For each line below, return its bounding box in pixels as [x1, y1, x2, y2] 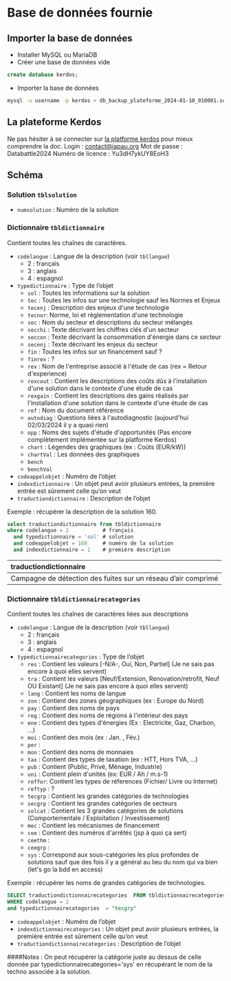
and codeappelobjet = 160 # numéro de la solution [13, 540, 174, 547]
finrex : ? [27, 354, 55, 363]
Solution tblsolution [7, 190, 77, 200]
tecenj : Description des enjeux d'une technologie [27, 303, 170, 311]
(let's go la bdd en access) [27, 865, 103, 874]
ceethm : [27, 836, 50, 844]
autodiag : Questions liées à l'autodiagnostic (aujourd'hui [27, 413, 189, 422]
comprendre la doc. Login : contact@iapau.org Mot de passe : [7, 142, 184, 150]
